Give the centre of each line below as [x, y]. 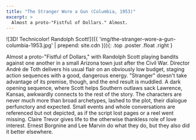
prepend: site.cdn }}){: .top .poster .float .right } [115, 45]
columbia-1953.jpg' [30, 45]
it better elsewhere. [30, 132]
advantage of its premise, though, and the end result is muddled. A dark [94, 82]
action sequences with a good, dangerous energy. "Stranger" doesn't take [97, 76]
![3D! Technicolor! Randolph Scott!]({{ [52, 39]
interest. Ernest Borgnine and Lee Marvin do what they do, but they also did [98, 126]
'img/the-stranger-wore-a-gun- [138, 39]
